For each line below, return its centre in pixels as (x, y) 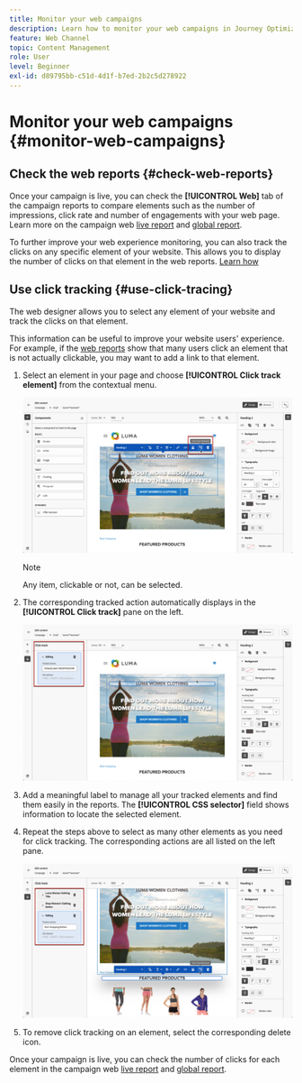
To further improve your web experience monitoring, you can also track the (148, 242)
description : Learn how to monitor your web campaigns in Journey (136, 28)
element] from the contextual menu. (89, 384)
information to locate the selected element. (102, 814)
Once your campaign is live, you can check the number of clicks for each (145, 1060)
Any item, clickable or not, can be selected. (102, 584)
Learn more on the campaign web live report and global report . (126, 225)
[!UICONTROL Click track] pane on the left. (103, 611)
